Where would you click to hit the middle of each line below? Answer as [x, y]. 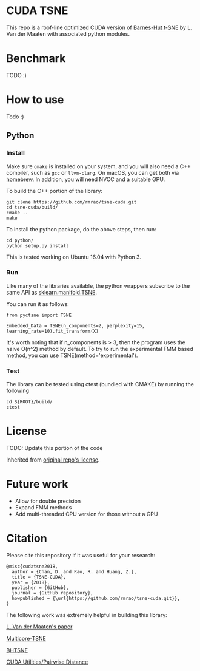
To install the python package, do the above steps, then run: [81, 229]
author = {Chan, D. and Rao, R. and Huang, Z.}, [74, 571]
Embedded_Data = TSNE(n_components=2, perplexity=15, [76, 325]
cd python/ [20, 240]
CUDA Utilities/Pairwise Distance [47, 662]
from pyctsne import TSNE [39, 315]
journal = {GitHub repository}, [53, 593]
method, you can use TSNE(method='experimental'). [72, 355]
